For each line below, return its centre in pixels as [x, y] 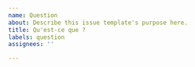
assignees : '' [31, 44]
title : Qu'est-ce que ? [47, 30]
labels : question [37, 37]
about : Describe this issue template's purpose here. [98, 23]
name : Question [33, 15]
